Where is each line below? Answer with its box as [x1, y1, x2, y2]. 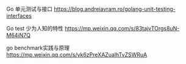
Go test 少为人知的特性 [6, 25, 64, 32]
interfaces [6, 12, 32, 20]
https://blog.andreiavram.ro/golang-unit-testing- [54, 5, 176, 12]
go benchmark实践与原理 [6, 44, 70, 51]
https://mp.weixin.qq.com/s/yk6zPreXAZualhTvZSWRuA [6, 51, 148, 58]
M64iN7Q [6, 32, 30, 38]
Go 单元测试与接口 [6, 5, 53, 12]
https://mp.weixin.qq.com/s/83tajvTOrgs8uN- [65, 25, 180, 32]
